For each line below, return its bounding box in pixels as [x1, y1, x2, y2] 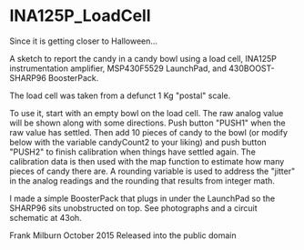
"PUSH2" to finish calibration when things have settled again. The [9, 146, 257, 157]
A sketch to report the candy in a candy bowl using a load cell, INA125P [9, 53, 278, 64]
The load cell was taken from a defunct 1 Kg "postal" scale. [9, 90, 231, 101]
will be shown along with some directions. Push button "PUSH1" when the [9, 117, 286, 128]
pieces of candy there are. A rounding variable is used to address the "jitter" [9, 165, 296, 176]
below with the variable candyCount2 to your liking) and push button [9, 136, 267, 147]
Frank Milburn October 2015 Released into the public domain [9, 229, 237, 241]
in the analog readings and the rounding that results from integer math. [9, 175, 276, 186]
